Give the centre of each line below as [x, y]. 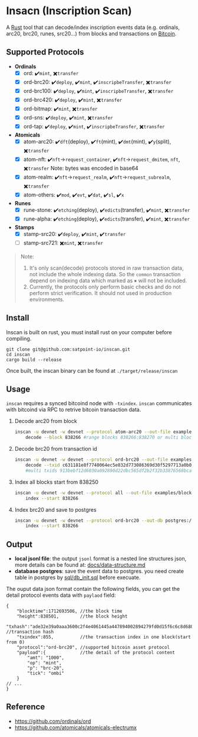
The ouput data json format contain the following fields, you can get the [93, 589]
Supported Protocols [45, 52]
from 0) [16, 642]
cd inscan [18, 354]
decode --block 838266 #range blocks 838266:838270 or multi [102, 438]
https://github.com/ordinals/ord [53, 721]
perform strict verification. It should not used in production [100, 293]
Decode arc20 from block [46, 421]
